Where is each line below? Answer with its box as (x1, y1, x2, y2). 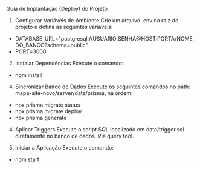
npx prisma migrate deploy (15, 108, 82, 114)
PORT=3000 (15, 48, 47, 55)
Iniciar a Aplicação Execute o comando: (15, 144, 114, 151)
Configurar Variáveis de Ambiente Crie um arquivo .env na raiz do (15, 17, 179, 24)
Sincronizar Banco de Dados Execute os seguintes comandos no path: (15, 83, 190, 90)
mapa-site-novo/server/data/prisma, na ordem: (15, 90, 133, 96)
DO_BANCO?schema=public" (15, 42, 89, 48)
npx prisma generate (15, 114, 67, 121)
